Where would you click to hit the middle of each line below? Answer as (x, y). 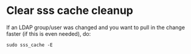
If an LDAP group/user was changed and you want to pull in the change (96, 27)
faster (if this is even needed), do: (49, 33)
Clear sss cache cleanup (70, 11)
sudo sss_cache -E (30, 45)
